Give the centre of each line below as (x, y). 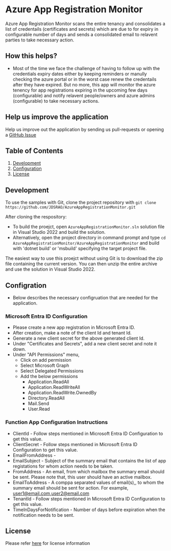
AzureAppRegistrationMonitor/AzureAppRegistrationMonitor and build (86, 243)
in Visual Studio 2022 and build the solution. (59, 232)
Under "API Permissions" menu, (46, 355)
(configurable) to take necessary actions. (56, 101)
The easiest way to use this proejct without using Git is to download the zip (84, 258)
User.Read (39, 409)
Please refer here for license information (48, 543)
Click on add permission (46, 360)
